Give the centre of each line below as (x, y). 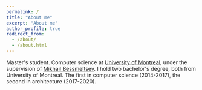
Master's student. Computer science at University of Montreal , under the (97, 62)
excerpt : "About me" (32, 23)
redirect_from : (25, 34)
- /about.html (29, 46)
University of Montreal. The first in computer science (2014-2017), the (93, 75)
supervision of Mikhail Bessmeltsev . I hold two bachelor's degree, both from (101, 68)
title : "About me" (29, 17)
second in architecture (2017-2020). (51, 81)
